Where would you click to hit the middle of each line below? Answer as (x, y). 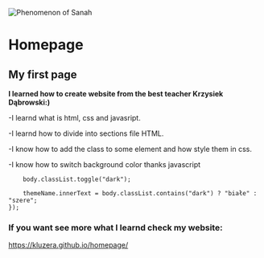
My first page (43, 74)
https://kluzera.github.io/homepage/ (68, 245)
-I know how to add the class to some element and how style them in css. (130, 149)
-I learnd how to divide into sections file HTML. (86, 133)
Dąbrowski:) (29, 102)
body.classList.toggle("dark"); (77, 179)
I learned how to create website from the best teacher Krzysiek (116, 94)
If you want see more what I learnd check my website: (115, 227)
